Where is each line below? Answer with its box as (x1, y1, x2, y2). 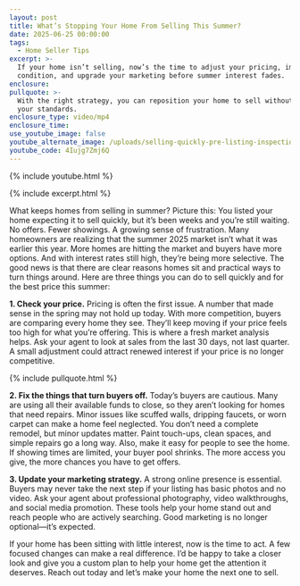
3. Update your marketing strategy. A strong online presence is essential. (9, 473, 283, 484)
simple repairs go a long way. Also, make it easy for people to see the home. (9, 437, 290, 448)
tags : (9, 38, 29, 47)
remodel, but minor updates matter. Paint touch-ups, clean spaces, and (9, 428, 271, 439)
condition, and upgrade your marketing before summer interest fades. (17, 71, 286, 80)
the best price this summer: (9, 280, 111, 291)
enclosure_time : (9, 121, 70, 130)
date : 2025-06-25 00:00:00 (9, 29, 110, 38)
